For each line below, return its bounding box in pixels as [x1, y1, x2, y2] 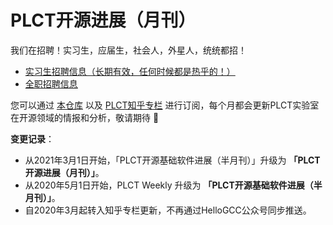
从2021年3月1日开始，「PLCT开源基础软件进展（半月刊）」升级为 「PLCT [24, 154, 321, 166]
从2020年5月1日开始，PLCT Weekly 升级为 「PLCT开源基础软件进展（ [24, 179, 314, 191]
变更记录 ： [10, 132, 55, 145]
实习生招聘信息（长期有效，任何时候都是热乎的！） [24, 65, 236, 77]
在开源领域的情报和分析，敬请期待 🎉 [10, 111, 160, 123]
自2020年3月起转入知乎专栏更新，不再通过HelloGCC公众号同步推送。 [24, 204, 312, 216]
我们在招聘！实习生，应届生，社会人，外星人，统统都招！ [10, 44, 247, 56]
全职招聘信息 [24, 77, 78, 90]
